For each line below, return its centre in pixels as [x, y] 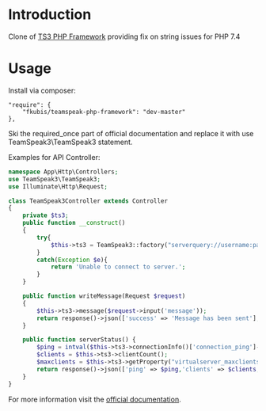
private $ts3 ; [46, 215]
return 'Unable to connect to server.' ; [118, 267]
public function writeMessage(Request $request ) [104, 296]
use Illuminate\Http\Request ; [58, 186]
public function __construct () [74, 223]
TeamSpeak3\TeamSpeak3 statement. [70, 142]
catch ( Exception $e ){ [72, 260]
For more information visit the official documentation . [95, 399]
